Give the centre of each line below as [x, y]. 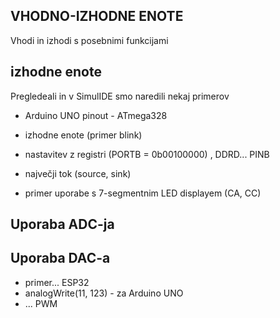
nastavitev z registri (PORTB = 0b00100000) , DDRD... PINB [147, 154]
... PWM [41, 303]
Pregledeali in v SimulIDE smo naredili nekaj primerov [120, 96]
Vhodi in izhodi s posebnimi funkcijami [89, 40]
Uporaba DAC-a [60, 258]
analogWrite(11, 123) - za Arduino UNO [104, 293]
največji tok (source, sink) [78, 173]
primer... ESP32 [57, 282]
